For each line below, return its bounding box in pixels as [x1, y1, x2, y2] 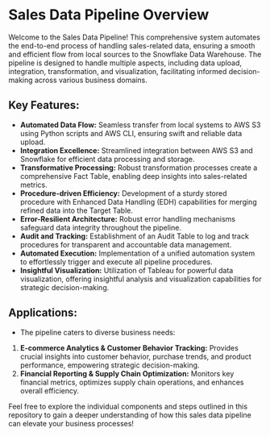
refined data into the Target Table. [19, 206, 133, 215]
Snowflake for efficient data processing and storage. [19, 154, 195, 164]
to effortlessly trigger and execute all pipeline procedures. [19, 256, 213, 267]
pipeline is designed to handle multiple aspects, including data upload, [8, 58, 243, 68]
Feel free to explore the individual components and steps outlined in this [8, 401, 248, 411]
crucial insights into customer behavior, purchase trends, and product [19, 351, 251, 361]
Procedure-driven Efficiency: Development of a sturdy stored [19, 188, 227, 198]
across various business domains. [34, 75, 147, 85]
